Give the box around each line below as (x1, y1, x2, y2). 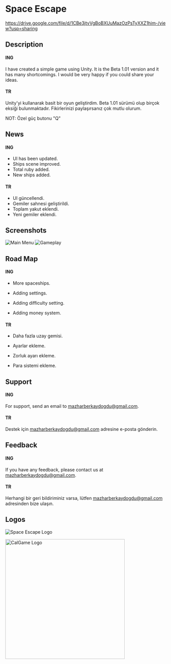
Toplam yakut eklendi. (12, 205, 59, 212)
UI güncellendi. (12, 195, 45, 201)
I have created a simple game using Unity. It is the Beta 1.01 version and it (5, 66, 159, 72)
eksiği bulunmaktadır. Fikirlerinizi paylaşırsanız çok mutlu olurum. (5, 105, 142, 111)
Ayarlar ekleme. (12, 343, 46, 349)
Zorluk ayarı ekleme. (12, 353, 56, 359)
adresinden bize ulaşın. (5, 500, 54, 507)
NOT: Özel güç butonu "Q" (5, 115, 61, 121)
